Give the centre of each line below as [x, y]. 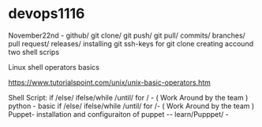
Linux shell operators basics [54, 67]
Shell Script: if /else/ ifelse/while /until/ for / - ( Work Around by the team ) [128, 97]
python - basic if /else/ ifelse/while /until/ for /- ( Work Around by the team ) [131, 106]
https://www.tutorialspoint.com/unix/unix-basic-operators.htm [110, 82]
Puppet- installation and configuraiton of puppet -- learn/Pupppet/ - [118, 114]
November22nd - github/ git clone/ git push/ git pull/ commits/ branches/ [127, 35]
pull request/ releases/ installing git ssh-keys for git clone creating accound [131, 43]
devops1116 [47, 14]
